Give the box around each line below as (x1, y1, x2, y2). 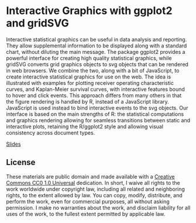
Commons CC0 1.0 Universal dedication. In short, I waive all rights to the (6, 179, 180, 186)
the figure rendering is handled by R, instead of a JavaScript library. (6, 98, 170, 105)
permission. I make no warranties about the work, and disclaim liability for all (6, 204, 191, 211)
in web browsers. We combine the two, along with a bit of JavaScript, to (6, 67, 180, 74)
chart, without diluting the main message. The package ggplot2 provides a (6, 48, 185, 55)
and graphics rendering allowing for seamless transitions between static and (6, 116, 191, 123)
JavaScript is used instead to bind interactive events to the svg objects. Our (6, 104, 188, 111)
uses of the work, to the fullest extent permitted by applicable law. (6, 210, 166, 217)
